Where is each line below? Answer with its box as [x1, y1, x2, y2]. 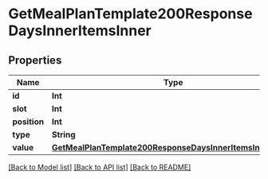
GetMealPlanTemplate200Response [8, 5, 253, 23]
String [51, 129, 76, 140]
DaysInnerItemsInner [8, 21, 152, 40]
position [12, 116, 45, 127]
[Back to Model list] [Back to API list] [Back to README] [8, 162, 191, 172]
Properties [8, 53, 62, 67]
